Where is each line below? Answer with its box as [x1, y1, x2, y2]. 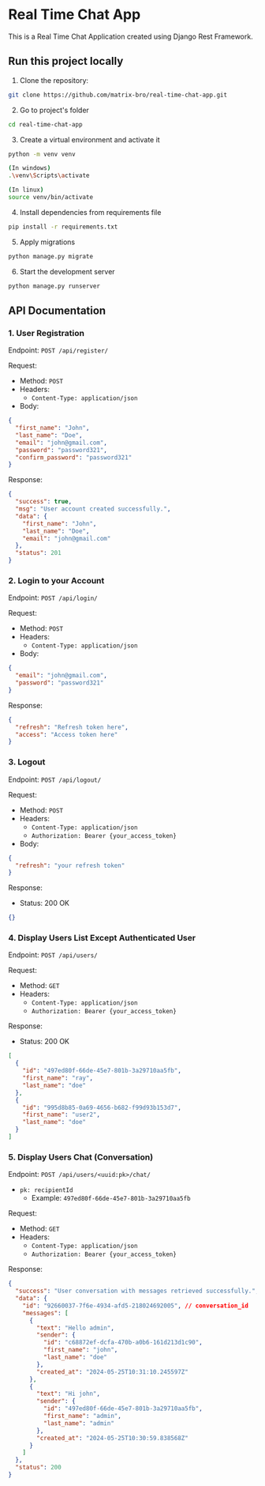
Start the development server [19, 266, 116, 276]
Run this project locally [8, 55, 124, 68]
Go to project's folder [19, 105, 89, 115]
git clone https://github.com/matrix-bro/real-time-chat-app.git [8, 91, 227, 99]
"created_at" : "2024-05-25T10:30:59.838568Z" [36, 1434, 189, 1442]
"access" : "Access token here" [15, 730, 118, 738]
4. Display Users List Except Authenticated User [8, 933, 196, 944]
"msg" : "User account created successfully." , [15, 505, 171, 513]
